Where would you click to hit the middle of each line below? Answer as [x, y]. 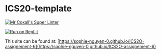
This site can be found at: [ [32, 41]
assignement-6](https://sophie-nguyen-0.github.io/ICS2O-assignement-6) [80, 46]
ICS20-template [39, 9]
